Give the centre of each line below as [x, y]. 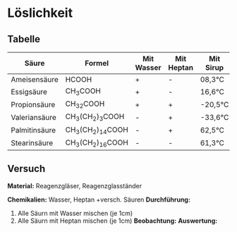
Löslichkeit [40, 13]
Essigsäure [29, 92]
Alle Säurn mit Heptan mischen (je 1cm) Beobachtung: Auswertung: [117, 221]
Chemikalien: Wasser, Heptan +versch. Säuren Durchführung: [99, 200]
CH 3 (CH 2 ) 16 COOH [97, 143]
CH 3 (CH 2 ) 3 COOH [95, 117]
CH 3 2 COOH [85, 104]
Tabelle [24, 39]
